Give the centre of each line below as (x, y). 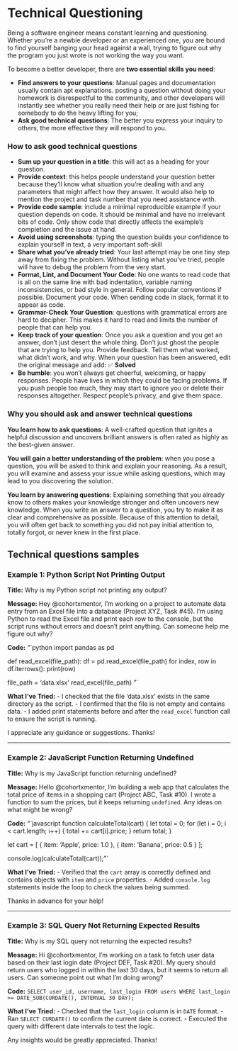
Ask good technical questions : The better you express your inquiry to (120, 120)
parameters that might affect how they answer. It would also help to (116, 192)
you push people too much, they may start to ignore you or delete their (121, 388)
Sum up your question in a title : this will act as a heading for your (113, 162)
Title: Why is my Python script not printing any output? (87, 590)
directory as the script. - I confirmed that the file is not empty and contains (116, 704)
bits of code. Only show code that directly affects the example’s (110, 222)
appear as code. (41, 305)
